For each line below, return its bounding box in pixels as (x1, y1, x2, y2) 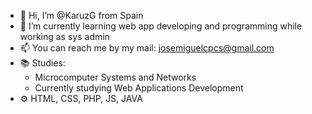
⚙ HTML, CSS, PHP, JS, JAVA (19, 93, 143, 104)
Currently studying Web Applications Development (34, 82, 244, 94)
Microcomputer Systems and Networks (34, 71, 197, 83)
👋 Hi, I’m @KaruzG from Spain (19, 10, 144, 21)
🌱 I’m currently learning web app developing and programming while (19, 20, 303, 32)
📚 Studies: (19, 57, 66, 69)
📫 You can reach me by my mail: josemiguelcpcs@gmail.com (19, 42, 275, 54)
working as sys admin (19, 31, 110, 42)
